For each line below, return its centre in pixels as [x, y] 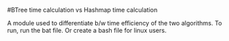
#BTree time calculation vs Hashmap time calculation [82, 10]
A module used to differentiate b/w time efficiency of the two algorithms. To [114, 23]
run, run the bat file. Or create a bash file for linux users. [87, 30]
